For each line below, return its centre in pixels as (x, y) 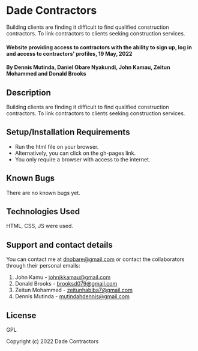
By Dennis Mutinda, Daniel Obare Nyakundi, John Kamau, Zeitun (88, 67)
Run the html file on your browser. (57, 146)
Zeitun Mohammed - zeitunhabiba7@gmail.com (74, 290)
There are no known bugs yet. (43, 193)
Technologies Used (43, 211)
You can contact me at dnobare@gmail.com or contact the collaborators (95, 259)
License (21, 315)
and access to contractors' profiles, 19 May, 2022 (69, 53)
